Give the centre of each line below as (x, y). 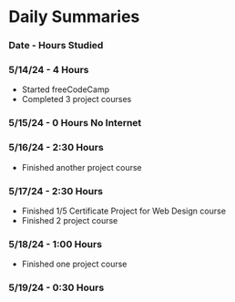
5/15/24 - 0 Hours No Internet (75, 123)
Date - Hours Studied (56, 46)
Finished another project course (82, 167)
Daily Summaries (74, 17)
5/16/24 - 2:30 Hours (56, 148)
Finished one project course (74, 264)
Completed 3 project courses (77, 99)
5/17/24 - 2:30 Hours (56, 191)
